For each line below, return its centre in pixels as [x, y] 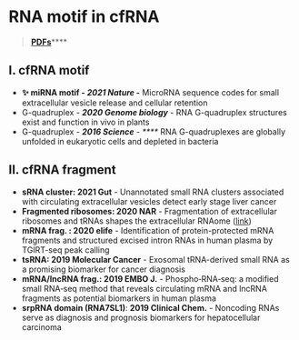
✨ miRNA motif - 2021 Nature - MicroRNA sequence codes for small [150, 92]
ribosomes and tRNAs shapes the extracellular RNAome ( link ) [136, 221]
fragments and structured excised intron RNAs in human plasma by [147, 240]
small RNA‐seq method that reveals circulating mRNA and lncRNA [144, 288]
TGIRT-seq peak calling [65, 250]
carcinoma [42, 327]
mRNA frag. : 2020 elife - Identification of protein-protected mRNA [148, 230]
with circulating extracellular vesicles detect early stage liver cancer [149, 201]
